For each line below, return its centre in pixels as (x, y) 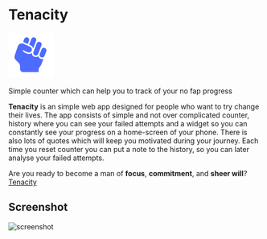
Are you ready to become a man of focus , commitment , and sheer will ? (128, 173)
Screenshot (38, 207)
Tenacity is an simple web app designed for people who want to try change (134, 106)
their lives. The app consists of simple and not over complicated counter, (129, 115)
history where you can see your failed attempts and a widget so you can (128, 123)
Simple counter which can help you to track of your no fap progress (121, 91)
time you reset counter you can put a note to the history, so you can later (129, 149)
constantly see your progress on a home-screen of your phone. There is (128, 132)
